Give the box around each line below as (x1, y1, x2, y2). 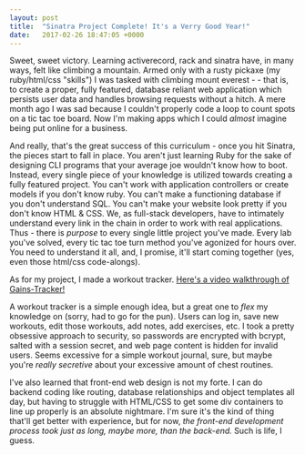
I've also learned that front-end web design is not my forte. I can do (9, 377, 263, 388)
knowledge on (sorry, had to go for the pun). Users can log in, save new (9, 311, 280, 322)
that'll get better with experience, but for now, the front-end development (9, 416, 284, 427)
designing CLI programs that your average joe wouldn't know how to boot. (9, 160, 289, 171)
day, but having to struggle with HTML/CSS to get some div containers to (9, 397, 284, 408)
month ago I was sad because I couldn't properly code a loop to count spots (9, 104, 296, 115)
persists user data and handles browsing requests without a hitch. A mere (9, 94, 286, 105)
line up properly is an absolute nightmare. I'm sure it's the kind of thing (9, 406, 275, 417)
